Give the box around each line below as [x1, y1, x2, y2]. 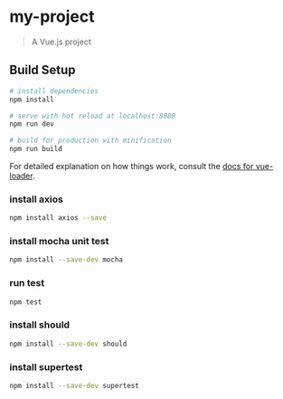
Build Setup [9, 62, 76, 78]
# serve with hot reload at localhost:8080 [9, 111, 176, 120]
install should [9, 318, 71, 331]
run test [9, 277, 45, 290]
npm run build [9, 145, 63, 154]
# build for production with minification [9, 136, 172, 146]
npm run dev [9, 119, 54, 128]
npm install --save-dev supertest [9, 381, 140, 390]
